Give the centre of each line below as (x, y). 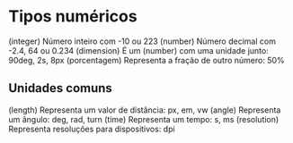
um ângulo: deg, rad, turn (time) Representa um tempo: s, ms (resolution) (144, 119)
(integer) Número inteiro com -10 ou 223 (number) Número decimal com (142, 41)
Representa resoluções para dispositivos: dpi (92, 129)
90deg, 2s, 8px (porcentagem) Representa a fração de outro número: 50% (146, 60)
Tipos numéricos (73, 17)
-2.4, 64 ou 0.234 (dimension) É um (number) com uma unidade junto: (138, 50)
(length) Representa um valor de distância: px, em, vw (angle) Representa (145, 110)
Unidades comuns (61, 88)
